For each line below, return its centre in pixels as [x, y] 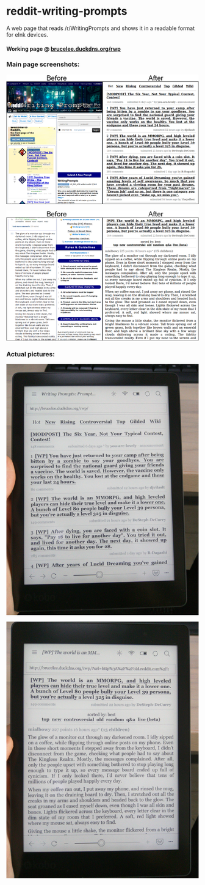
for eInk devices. [27, 34]
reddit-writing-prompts [67, 11]
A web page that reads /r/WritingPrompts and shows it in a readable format [101, 28]
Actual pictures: [31, 354]
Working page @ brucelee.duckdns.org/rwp [63, 49]
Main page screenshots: [43, 64]
